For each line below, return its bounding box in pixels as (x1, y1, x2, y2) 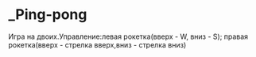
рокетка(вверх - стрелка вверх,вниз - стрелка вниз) (8, 40, 187, 49)
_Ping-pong (8, 6, 87, 24)
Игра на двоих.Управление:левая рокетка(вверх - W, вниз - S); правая (8, 32, 249, 41)
